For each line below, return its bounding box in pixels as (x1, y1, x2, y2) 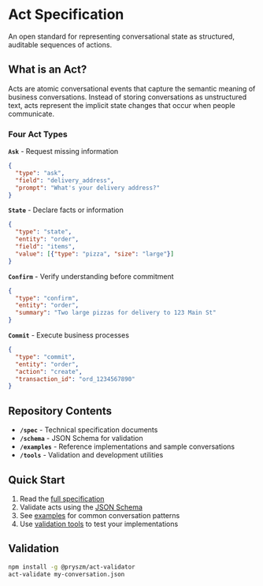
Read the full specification (19, 494, 105, 503)
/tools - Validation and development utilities (19, 450, 164, 460)
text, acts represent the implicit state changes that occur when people (8, 100, 235, 110)
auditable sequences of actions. (8, 39, 113, 49)
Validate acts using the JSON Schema (19, 502, 143, 512)
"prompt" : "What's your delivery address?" (15, 184, 160, 192)
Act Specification (8, 6, 124, 24)
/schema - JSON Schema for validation (19, 434, 143, 443)
